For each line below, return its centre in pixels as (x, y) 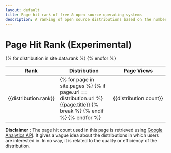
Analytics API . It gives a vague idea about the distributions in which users (82, 135)
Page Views (138, 71)
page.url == (74, 92)
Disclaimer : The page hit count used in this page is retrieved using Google (84, 130)
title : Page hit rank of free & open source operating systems (74, 15)
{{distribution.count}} (138, 98)
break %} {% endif (82, 111)
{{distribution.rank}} (31, 98)
